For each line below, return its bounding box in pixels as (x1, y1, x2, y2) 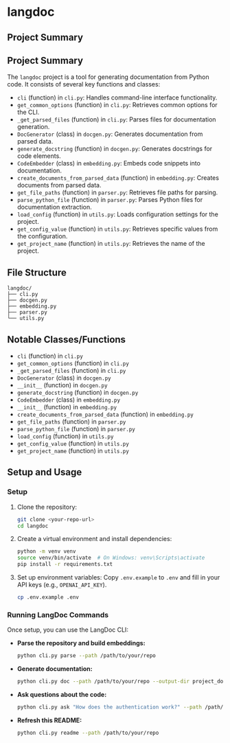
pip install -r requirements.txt (16, 561, 113, 568)
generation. (16, 123, 50, 131)
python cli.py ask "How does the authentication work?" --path (16, 704, 203, 711)
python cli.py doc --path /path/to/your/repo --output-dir (16, 678, 190, 685)
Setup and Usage (7, 466, 82, 478)
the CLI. (16, 108, 40, 117)
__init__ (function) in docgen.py (16, 381, 108, 389)
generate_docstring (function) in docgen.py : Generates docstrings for (16, 145, 213, 153)
